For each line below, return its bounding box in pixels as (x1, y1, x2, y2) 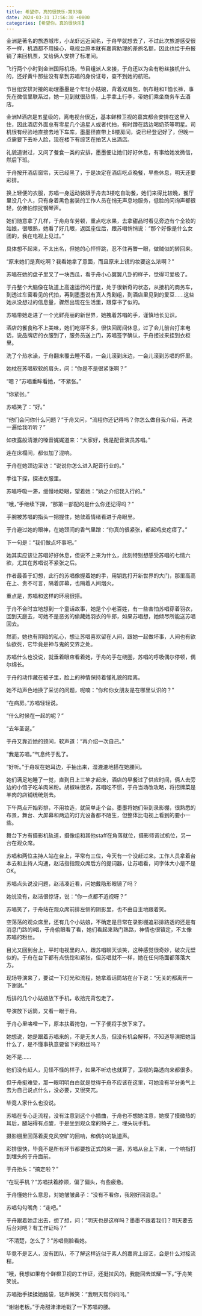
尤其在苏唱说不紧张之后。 (16, 559, 80, 566)
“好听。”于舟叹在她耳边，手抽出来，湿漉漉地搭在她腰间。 (6, 763, 145, 771)
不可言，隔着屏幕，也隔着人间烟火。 (26, 580, 117, 587)
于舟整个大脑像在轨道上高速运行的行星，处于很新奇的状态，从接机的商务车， (6, 284, 196, 291)
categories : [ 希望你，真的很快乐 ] (6, 20, 85, 26)
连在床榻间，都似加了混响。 (6, 450, 75, 457)
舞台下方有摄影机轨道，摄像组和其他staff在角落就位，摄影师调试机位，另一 (6, 832, 191, 839)
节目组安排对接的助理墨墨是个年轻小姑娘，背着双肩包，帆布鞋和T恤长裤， (6, 86, 189, 93)
